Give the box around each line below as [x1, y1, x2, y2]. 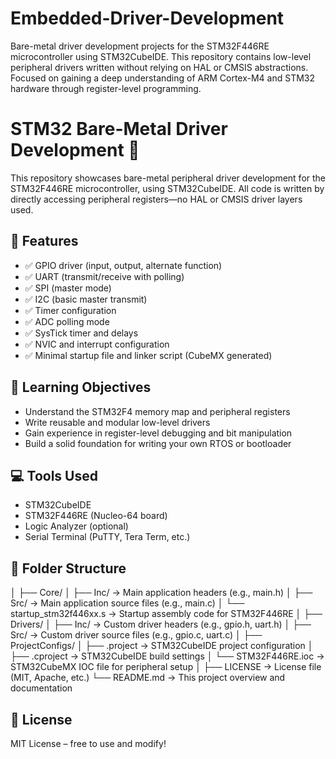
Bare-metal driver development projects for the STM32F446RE [10, 40, 270, 52]
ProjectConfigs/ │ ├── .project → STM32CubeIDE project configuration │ [10, 640, 314, 652]
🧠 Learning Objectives [10, 379, 152, 396]
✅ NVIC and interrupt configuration [24, 338, 170, 350]
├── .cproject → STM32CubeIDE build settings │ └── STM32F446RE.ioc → [10, 650, 325, 662]
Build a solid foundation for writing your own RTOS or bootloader [24, 437, 292, 449]
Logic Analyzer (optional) [24, 520, 129, 532]
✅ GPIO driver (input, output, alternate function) [24, 259, 223, 271]
